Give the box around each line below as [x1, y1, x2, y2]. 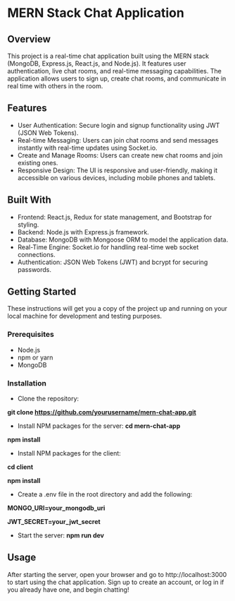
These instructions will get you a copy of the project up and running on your [7, 304, 227, 313]
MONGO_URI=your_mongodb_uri [7, 504, 106, 513]
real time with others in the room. [7, 82, 103, 90]
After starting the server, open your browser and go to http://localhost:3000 [7, 570, 227, 578]
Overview [7, 33, 51, 45]
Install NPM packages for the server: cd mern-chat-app [17, 422, 181, 430]
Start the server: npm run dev [17, 531, 104, 540]
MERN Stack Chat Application [7, 5, 184, 21]
